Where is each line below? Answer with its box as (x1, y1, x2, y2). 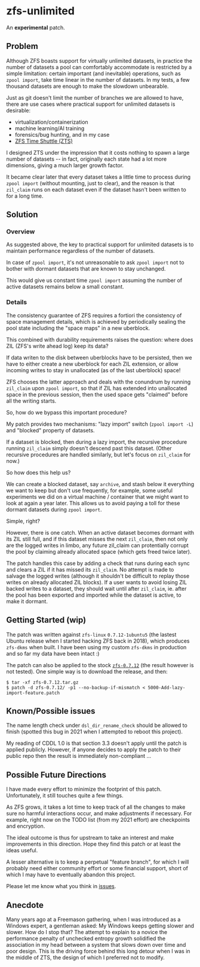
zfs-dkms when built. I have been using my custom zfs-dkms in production (6, 643, 187, 650)
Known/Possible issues (6, 706, 96, 716)
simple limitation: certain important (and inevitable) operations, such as (6, 70, 181, 77)
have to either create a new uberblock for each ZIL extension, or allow (6, 360, 179, 367)
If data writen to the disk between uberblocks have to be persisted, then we (6, 354, 192, 361)
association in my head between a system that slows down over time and (6, 941, 186, 948)
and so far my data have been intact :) (6, 650, 100, 657)
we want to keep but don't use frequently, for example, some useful (6, 487, 173, 494)
